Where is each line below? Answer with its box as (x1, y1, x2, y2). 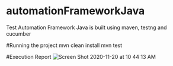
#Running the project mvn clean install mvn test (6, 42, 123, 49)
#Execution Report (6, 53, 52, 60)
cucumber (6, 30, 31, 37)
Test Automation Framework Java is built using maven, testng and (6, 24, 167, 31)
